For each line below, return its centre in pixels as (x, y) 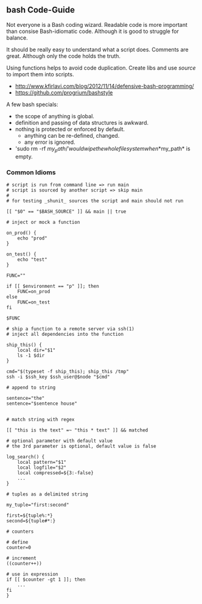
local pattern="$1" (42, 462)
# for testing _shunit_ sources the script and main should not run (95, 201)
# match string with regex (40, 419)
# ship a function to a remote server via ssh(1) (71, 329)
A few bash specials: (33, 104)
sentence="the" (26, 398)
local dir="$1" (37, 350)
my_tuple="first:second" (38, 505)
